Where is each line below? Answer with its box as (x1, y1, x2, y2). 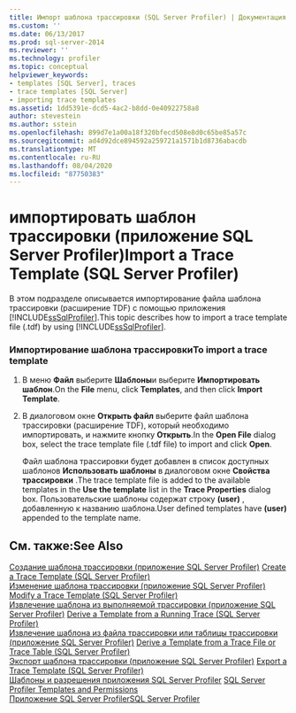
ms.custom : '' (9, 21, 62, 30)
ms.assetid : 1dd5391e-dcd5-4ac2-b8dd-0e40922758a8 (9, 104, 200, 112)
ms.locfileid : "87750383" (9, 169, 104, 178)
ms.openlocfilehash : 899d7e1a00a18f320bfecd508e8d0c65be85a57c (9, 128, 247, 137)
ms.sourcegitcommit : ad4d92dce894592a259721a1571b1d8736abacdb (9, 136, 247, 145)
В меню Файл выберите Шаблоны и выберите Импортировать (21, 375, 261, 385)
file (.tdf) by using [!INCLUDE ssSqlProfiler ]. (9, 322, 166, 332)
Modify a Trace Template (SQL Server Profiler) (9, 590, 178, 601)
